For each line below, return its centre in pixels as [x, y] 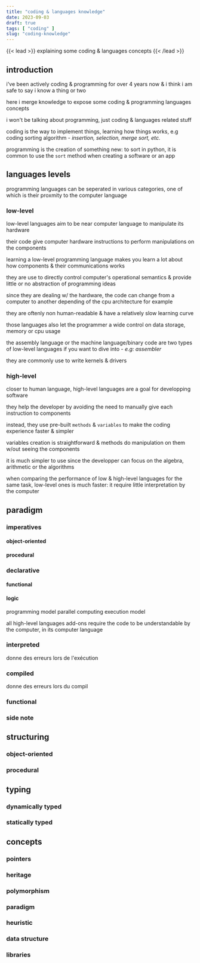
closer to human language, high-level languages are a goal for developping [99, 389]
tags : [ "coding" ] [30, 28]
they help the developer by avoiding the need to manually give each [90, 407]
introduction [30, 70]
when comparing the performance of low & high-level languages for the [94, 479]
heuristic [19, 923]
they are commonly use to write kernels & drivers [67, 361]
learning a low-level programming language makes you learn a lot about [95, 260]
